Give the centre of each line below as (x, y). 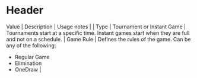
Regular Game (32, 57)
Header (25, 10)
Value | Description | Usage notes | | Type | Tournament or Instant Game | (96, 27)
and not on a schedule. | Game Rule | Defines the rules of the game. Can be (99, 39)
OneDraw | (28, 69)
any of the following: (31, 45)
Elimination (28, 63)
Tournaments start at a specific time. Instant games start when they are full (98, 32)
